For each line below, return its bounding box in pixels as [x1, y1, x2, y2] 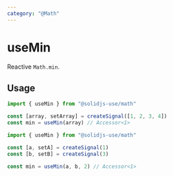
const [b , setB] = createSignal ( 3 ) [7, 151, 109, 157]
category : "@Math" [7, 10, 60, 17]
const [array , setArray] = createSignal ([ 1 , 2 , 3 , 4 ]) [7, 113, 168, 120]
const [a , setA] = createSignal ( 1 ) [7, 144, 109, 151]
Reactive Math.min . [7, 63, 60, 71]
